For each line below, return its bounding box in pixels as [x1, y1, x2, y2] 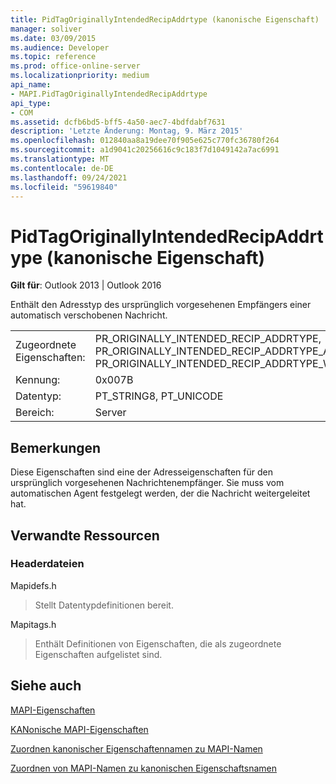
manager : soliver [10, 24, 83, 34]
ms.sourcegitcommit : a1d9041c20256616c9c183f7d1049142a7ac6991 [10, 145, 280, 155]
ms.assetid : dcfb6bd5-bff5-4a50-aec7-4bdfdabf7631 [10, 117, 226, 127]
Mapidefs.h [10, 579, 57, 591]
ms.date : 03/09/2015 [10, 33, 97, 43]
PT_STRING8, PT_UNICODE [94, 389, 224, 403]
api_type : [10, 98, 52, 108]
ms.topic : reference [10, 52, 97, 62]
